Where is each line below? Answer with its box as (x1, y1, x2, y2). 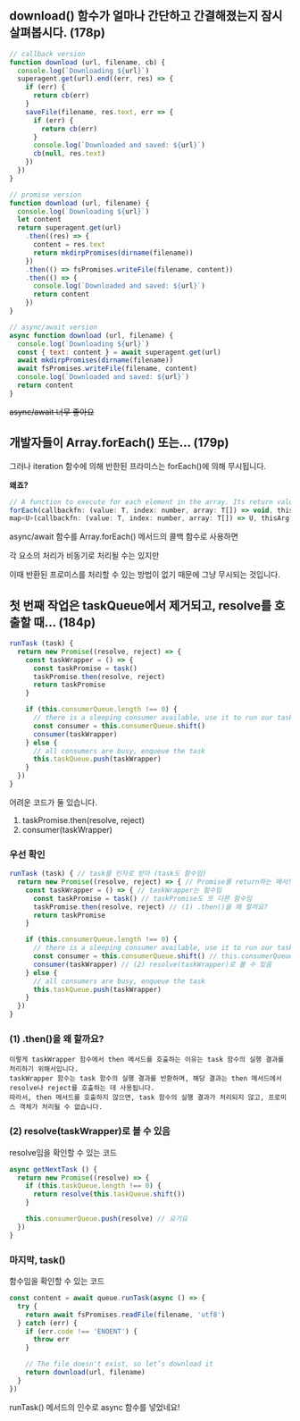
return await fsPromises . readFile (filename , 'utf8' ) (25, 1310, 226, 1319)
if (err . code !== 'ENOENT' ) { (25, 1326, 138, 1336)
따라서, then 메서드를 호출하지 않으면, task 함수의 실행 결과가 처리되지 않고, (9, 1093, 265, 1102)
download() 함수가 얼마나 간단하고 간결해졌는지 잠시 (9, 8, 283, 24)
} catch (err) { (17, 1318, 78, 1327)
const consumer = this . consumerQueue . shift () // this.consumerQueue (32, 952, 294, 961)
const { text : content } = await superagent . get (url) (17, 348, 221, 357)
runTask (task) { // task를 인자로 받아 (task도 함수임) (9, 870, 207, 879)
